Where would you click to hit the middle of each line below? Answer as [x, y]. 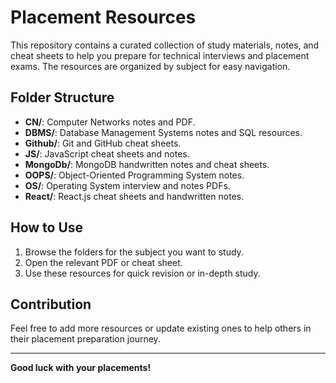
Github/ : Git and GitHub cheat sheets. [103, 143]
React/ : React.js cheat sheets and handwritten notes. [134, 196]
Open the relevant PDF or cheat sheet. [103, 262]
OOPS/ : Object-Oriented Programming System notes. [134, 175]
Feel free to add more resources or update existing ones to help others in [161, 328]
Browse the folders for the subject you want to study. [134, 252]
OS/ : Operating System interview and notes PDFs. [127, 185]
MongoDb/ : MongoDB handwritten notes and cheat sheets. [147, 164]
